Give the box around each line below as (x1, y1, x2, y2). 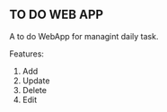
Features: (9, 48, 45, 59)
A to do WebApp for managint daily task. (9, 30, 159, 41)
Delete (22, 84, 48, 95)
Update (22, 75, 50, 86)
